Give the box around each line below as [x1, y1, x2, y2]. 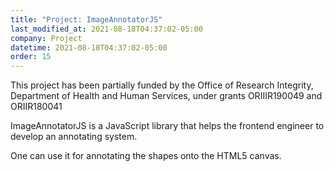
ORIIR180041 [10, 101, 63, 113]
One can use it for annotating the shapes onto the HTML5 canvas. [10, 150, 282, 162]
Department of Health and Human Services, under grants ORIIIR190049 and [10, 90, 323, 102]
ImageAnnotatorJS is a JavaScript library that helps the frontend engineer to [10, 120, 325, 132]
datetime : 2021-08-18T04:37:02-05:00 [10, 42, 168, 53]
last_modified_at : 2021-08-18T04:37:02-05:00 [10, 24, 203, 34]
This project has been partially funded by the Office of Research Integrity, [10, 79, 314, 91]
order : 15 [10, 52, 52, 62]
